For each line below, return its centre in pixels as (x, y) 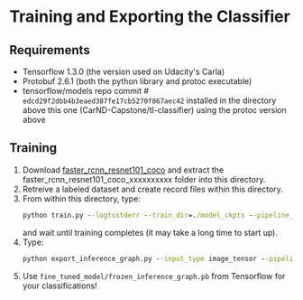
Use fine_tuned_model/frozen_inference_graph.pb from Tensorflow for (154, 276)
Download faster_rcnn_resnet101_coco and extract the (123, 170)
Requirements (50, 50)
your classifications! (60, 286)
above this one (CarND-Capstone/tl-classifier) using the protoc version (154, 110)
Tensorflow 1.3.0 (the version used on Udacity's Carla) (124, 71)
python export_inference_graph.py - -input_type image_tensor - (144, 258)
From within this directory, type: (82, 198)
